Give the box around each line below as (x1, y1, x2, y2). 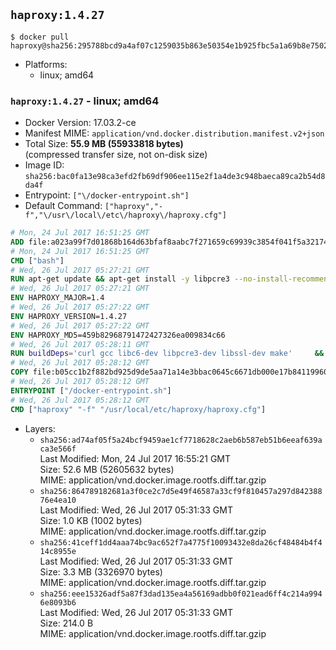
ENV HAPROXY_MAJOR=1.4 (10, 293, 105, 303)
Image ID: (24, 159, 65, 171)
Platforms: (24, 58, 68, 70)
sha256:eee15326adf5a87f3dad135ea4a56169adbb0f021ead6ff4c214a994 (39, 589, 323, 599)
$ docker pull (10, 32, 70, 42)
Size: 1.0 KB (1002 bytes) (39, 514, 143, 526)
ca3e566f (39, 444, 77, 454)
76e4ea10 (39, 495, 77, 505)
